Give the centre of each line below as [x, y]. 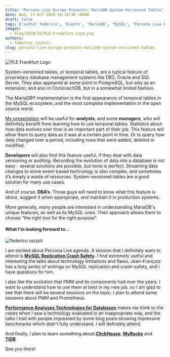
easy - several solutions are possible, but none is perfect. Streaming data [81, 166]
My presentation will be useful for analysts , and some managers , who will [83, 118]
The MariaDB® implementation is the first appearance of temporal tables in [83, 98]
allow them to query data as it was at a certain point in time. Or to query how [85, 134]
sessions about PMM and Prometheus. [46, 298]
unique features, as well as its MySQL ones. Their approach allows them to [83, 212]
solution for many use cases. [35, 182]
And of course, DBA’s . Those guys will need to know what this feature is [80, 192]
